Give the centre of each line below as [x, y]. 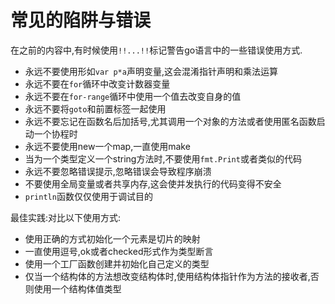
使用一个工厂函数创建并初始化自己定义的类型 [117, 263]
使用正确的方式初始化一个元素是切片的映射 [112, 238]
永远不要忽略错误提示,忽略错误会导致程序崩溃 [118, 171]
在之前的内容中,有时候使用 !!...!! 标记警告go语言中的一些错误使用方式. [156, 50]
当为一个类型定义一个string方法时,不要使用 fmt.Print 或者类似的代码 [163, 158]
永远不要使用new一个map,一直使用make [107, 146]
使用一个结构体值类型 [77, 288]
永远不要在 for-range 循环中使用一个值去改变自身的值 [133, 96]
